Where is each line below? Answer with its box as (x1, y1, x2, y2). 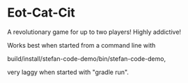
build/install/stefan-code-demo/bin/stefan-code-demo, (7, 54, 166, 63)
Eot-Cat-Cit (7, 5, 75, 21)
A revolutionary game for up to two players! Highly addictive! (7, 28, 182, 36)
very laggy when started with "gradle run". (7, 68, 129, 76)
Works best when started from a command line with (7, 41, 156, 49)
